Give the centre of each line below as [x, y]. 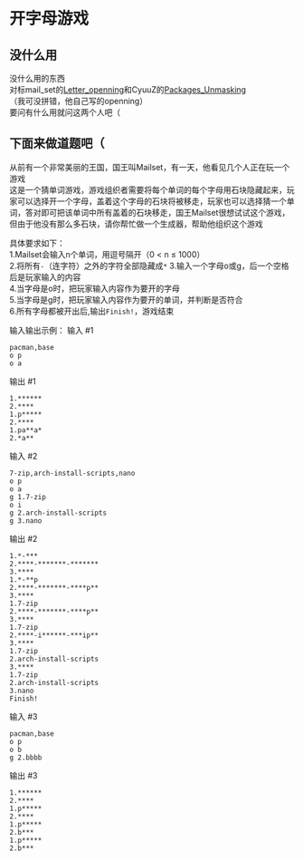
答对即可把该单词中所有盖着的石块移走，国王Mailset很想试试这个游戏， [157, 212]
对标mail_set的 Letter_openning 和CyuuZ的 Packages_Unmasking [128, 90]
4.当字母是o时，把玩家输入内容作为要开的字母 [95, 288]
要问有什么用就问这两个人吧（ [65, 112]
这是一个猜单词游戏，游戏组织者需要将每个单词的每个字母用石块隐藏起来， [148, 189]
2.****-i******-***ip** [54, 635]
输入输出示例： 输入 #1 [52, 330]
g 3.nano [26, 521]
